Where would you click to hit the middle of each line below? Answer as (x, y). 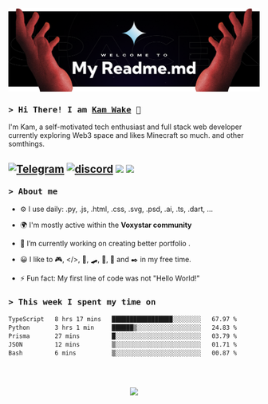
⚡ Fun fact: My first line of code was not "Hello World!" (110, 278)
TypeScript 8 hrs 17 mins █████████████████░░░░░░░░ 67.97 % (123, 320)
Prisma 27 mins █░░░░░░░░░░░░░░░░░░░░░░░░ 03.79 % (123, 336)
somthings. (27, 144)
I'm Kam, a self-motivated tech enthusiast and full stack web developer (125, 127)
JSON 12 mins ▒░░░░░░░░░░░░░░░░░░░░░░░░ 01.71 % (123, 344)
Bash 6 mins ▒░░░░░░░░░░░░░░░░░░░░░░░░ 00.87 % (123, 353)
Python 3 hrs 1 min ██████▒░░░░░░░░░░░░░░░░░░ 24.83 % (123, 328)
